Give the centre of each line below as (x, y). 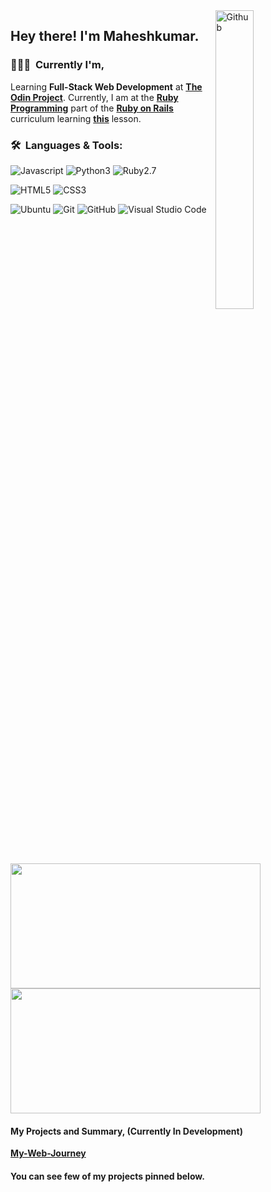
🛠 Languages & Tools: (66, 145)
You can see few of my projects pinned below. (107, 1176)
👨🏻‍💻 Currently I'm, (57, 65)
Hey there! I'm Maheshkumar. (105, 36)
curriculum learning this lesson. (76, 118)
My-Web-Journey (48, 1153)
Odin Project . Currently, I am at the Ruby (94, 97)
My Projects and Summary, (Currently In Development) (126, 1131)
